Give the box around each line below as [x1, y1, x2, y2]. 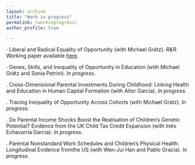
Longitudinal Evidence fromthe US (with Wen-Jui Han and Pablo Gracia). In [6, 146, 187, 153]
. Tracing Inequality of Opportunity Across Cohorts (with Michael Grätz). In [6, 99, 187, 106]
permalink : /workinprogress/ [6, 19, 78, 25]
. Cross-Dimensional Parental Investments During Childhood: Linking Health [6, 81, 189, 88]
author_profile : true [6, 25, 59, 31]
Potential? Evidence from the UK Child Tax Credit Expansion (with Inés [6, 122, 176, 129]
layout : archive [6, 8, 46, 15]
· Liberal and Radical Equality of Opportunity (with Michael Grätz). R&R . [6, 46, 178, 53]
